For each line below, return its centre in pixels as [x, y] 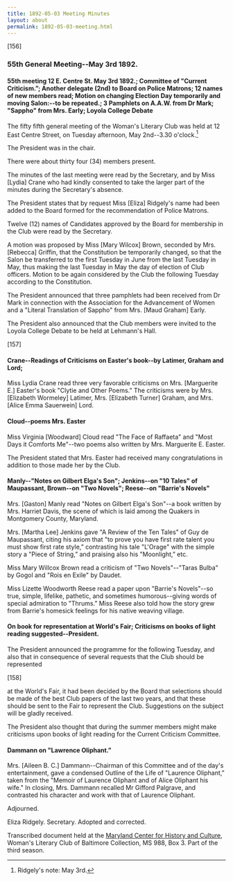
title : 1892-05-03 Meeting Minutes [59, 14]
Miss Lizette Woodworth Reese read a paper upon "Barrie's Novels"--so [110, 588]
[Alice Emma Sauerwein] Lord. [51, 405]
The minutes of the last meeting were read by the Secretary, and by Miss [111, 175]
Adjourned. [23, 809]
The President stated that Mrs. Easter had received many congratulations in [115, 458]
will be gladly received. [40, 713]
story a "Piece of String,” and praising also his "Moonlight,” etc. [98, 554]
